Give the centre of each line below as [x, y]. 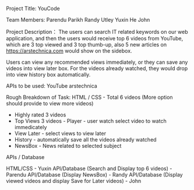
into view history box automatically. [48, 75]
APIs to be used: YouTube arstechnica [52, 86]
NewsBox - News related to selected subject [68, 146]
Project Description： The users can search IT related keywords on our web [97, 32]
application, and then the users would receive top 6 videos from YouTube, [95, 38]
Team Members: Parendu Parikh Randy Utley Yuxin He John [78, 20]
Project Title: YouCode [33, 8]
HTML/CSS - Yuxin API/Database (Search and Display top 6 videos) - [89, 168]
